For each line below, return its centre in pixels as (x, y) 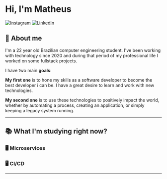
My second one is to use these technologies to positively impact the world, (82, 100)
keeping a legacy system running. (40, 110)
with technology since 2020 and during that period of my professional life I (82, 55)
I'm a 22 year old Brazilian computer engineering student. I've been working (83, 50)
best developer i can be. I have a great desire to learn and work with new (80, 85)
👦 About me (24, 38)
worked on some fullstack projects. (41, 61)
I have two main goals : (28, 70)
